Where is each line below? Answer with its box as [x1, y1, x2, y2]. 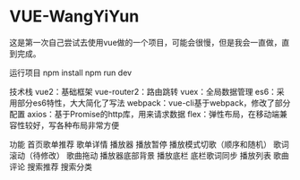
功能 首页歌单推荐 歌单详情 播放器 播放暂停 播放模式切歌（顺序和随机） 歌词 [9, 139, 289, 150]
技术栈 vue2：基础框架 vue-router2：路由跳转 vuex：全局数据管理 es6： [9, 86, 278, 97]
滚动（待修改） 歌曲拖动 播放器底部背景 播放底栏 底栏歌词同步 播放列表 [9, 150, 271, 160]
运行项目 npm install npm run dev [9, 67, 133, 78]
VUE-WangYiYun [9, 6, 140, 27]
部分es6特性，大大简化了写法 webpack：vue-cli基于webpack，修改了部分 [16, 97, 291, 108]
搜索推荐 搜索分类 [26, 161, 92, 172]
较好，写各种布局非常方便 [24, 119, 119, 131]
